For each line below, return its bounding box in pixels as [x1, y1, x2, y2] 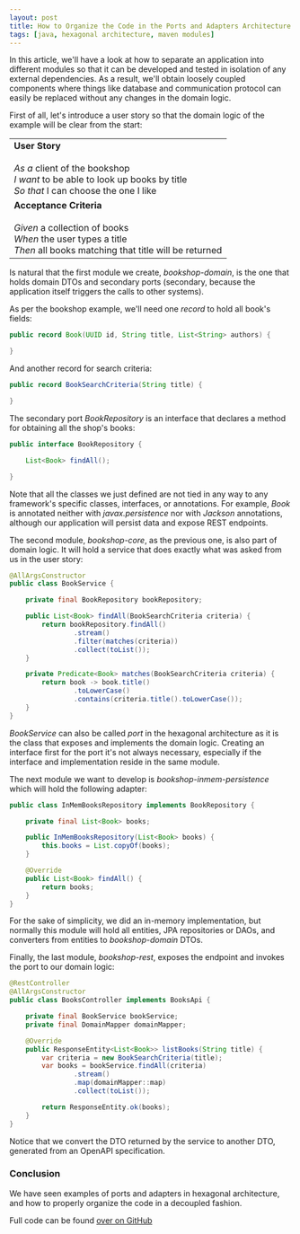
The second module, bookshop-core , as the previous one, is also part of [9, 534, 278, 545]
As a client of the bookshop [13, 163, 130, 175]
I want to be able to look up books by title [13, 173, 188, 186]
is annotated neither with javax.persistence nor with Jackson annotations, [9, 507, 283, 518]
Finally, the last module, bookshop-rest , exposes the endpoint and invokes [9, 952, 285, 963]
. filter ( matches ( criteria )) [73, 637, 179, 646]
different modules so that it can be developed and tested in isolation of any [9, 64, 287, 75]
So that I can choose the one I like [13, 185, 157, 198]
